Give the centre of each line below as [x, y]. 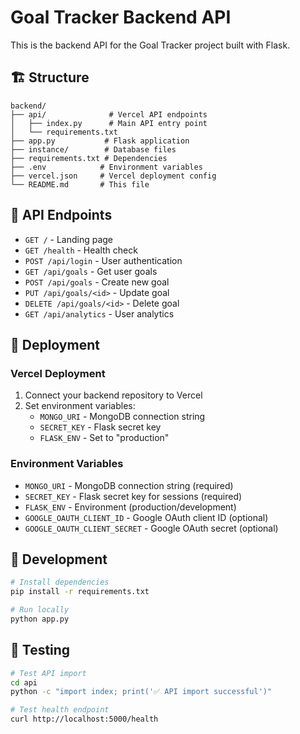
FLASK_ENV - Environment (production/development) [130, 507]
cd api [24, 682]
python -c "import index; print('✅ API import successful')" [141, 692]
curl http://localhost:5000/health [84, 719]
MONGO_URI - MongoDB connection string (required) [129, 485]
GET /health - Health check [81, 250]
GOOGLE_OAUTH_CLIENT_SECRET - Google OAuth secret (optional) [151, 528]
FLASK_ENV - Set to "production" [104, 438]
